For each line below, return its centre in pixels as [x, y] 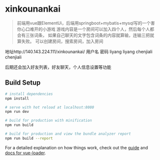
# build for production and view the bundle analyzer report [68, 134]
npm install [17, 98]
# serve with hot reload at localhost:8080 [50, 107]
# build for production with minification [48, 121]
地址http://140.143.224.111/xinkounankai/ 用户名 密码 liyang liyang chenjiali [79, 52]
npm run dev [17, 112]
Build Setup [23, 83]
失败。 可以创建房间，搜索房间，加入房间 [62, 41]
